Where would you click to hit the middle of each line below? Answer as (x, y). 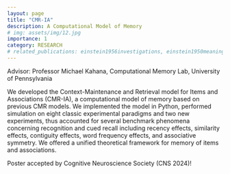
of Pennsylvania (30, 78)
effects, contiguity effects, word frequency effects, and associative (102, 135)
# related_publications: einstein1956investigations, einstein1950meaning (116, 52)
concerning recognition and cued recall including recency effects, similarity (114, 128)
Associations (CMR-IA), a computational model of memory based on (103, 99)
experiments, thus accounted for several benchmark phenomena (99, 121)
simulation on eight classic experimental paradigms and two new (99, 113)
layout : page (26, 13)
